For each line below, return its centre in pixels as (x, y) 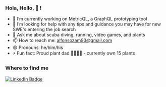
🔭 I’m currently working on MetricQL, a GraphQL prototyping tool (80, 19)
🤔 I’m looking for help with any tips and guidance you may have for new (87, 24)
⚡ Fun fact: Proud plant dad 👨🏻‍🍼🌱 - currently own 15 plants (74, 53)
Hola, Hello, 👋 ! (23, 8)
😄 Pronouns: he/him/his (38, 47)
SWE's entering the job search (44, 29)
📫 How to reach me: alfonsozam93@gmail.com (62, 40)
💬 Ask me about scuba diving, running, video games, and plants (79, 35)
